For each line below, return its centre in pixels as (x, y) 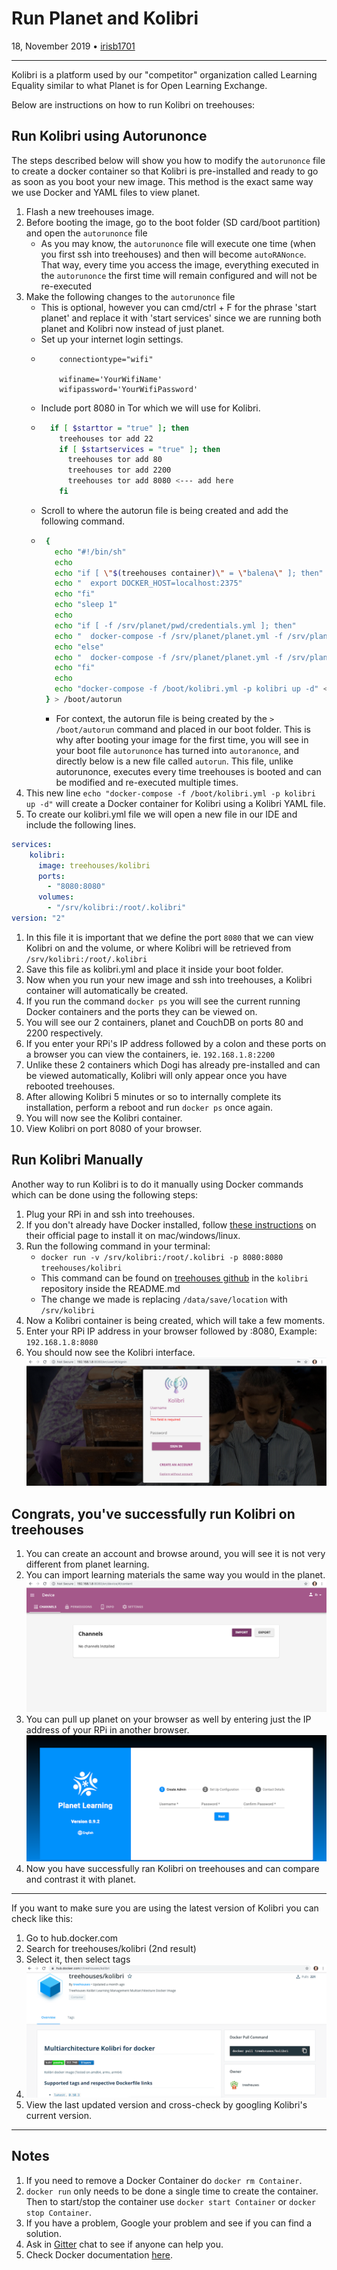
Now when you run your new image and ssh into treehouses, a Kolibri (169, 979)
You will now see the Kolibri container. (104, 1118)
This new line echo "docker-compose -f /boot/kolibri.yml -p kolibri (170, 793)
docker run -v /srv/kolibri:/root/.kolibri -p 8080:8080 (162, 1257)
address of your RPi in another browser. (107, 1729)
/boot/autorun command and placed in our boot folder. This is (183, 729)
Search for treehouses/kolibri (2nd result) (111, 1949)
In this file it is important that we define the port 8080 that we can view (169, 937)
